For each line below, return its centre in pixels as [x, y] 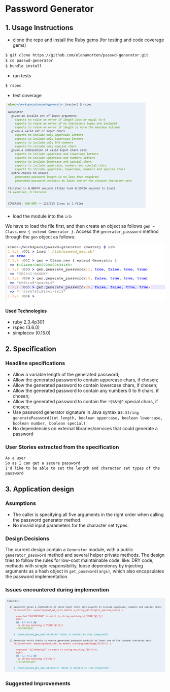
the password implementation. [37, 577]
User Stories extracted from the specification [62, 447]
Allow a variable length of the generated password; [66, 374]
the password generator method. [47, 520]
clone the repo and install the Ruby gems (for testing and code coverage [88, 40]
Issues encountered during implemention [57, 590]
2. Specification [31, 349]
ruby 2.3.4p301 [28, 322]
